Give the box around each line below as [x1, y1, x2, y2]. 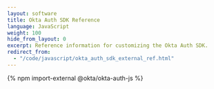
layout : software [7, 10, 57, 17]
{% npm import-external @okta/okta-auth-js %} [7, 74, 144, 82]
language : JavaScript [7, 23, 70, 30]
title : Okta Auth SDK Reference [7, 17, 100, 23]
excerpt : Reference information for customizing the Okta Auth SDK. [7, 42, 208, 49]
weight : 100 [7, 29, 41, 37]
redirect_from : [7, 49, 51, 56]
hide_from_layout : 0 [7, 36, 67, 43]
